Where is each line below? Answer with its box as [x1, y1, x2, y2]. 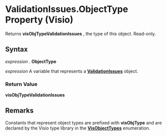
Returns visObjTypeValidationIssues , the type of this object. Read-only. [5, 30, 156, 36]
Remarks [5, 106, 34, 115]
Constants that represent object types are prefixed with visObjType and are [5, 119, 162, 125]
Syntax [5, 45, 28, 53]
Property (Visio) [5, 14, 74, 25]
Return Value [5, 80, 38, 87]
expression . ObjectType [5, 58, 57, 64]
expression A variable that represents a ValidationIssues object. [5, 68, 138, 74]
